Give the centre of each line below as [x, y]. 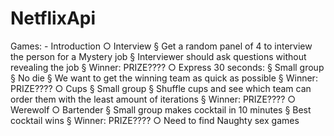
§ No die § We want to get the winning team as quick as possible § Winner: [164, 78]
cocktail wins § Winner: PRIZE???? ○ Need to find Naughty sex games [155, 120]
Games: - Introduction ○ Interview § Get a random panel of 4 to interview [161, 46]
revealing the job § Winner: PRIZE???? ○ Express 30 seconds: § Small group [167, 67]
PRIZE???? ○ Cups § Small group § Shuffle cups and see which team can [161, 88]
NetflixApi [53, 18]
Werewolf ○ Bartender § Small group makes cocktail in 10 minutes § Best [161, 109]
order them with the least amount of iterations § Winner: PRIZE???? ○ [153, 99]
